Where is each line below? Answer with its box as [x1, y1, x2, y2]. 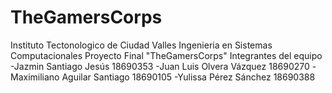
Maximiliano [10, 71, 60, 83]
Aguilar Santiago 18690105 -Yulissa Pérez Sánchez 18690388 [61, 71, 316, 83]
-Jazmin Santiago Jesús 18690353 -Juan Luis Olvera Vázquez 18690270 [10, 60, 310, 72]
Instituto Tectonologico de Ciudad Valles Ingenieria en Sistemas [10, 39, 273, 51]
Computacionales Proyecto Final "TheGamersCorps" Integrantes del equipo [10, 49, 323, 61]
